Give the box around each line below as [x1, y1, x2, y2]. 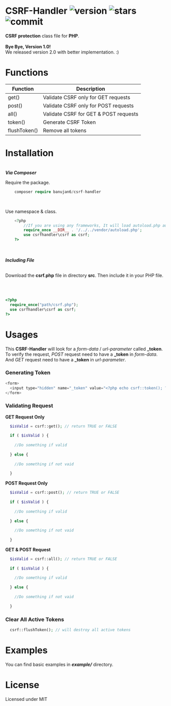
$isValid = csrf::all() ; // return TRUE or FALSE [10, 556, 117, 561]
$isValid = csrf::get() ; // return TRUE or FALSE [10, 423, 117, 429]
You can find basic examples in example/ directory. [5, 661, 113, 667]
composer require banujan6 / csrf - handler [14, 189, 101, 194]
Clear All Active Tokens [5, 616, 65, 623]
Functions [5, 67, 48, 78]
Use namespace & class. [5, 208, 57, 214]
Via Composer [5, 170, 37, 176]
